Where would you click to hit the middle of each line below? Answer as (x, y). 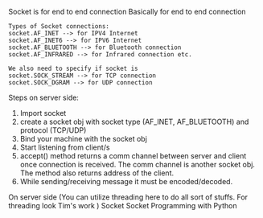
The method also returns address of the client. (97, 173)
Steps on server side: (43, 97)
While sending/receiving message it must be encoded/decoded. (126, 181)
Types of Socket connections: (59, 27)
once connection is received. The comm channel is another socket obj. (138, 165)
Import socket (43, 113)
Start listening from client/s (65, 147)
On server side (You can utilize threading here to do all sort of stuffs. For (128, 197)
